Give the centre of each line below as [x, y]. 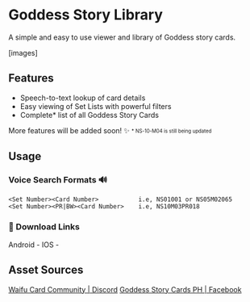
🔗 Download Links [44, 227]
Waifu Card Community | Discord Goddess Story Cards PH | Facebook [125, 289]
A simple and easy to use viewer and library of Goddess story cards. [122, 37]
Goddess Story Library [86, 15]
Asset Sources [46, 270]
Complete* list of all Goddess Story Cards [90, 115]
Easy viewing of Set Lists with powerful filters [96, 106]
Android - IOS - [34, 245]
